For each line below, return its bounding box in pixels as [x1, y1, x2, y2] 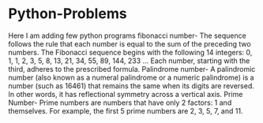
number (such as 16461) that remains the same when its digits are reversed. [8, 80, 254, 91]
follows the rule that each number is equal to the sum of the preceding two [8, 39, 251, 48]
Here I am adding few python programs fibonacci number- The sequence [8, 31, 246, 40]
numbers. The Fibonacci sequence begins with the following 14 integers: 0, [8, 47, 253, 57]
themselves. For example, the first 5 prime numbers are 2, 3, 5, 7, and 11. [8, 106, 243, 115]
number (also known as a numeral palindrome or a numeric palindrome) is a [8, 73, 254, 82]
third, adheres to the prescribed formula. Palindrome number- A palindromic [8, 64, 256, 73]
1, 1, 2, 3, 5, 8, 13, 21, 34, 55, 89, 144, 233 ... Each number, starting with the [8, 56, 250, 65]
